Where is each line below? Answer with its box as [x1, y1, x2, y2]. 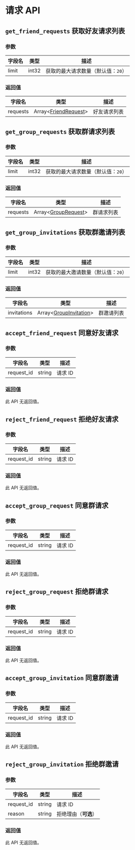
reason [8, 810, 24, 817]
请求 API [5, 5, 41, 16]
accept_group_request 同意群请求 [5, 501, 109, 510]
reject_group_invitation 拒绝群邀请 [5, 760, 119, 768]
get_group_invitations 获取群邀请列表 [5, 228, 125, 236]
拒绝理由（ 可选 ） [56, 810, 97, 817]
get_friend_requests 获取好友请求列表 [5, 26, 125, 35]
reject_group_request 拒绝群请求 [5, 587, 109, 596]
